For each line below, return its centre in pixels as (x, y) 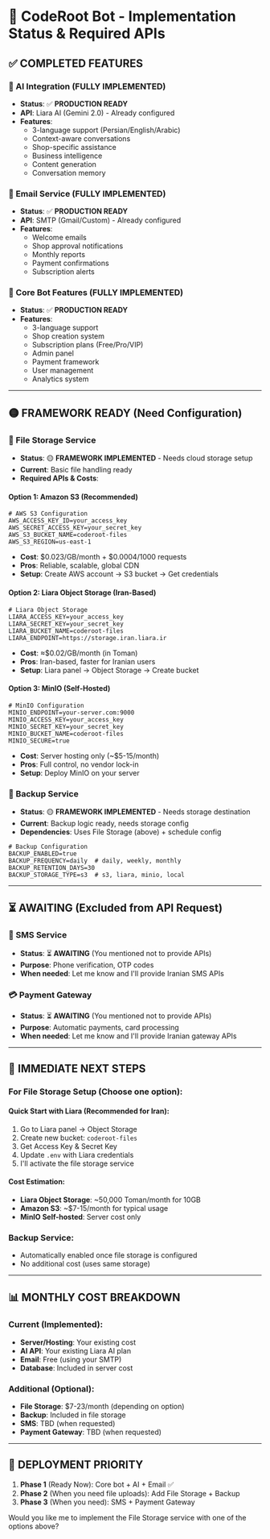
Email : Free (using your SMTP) (71, 1359)
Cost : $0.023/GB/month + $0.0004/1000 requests (103, 557)
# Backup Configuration (48, 847)
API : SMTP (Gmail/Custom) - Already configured (100, 220)
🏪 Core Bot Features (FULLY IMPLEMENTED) (96, 293)
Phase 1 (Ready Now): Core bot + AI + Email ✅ (97, 1484)
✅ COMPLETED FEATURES (76, 63)
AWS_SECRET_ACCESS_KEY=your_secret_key (75, 528)
